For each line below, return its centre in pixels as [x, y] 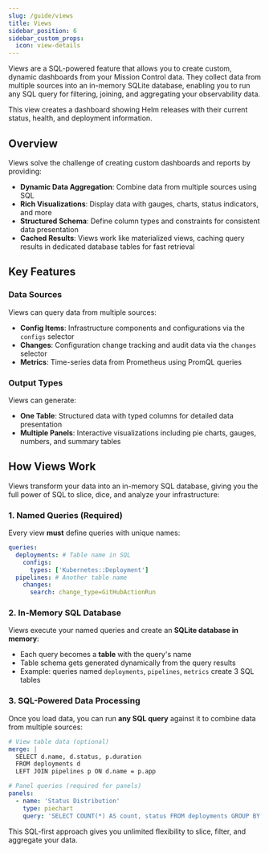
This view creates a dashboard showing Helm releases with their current [128, 110]
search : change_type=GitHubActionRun [93, 592]
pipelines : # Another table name [71, 578]
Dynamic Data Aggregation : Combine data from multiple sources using [138, 186]
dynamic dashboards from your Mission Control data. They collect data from [135, 77]
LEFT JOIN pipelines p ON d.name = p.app [86, 772]
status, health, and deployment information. [80, 118]
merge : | [23, 749]
